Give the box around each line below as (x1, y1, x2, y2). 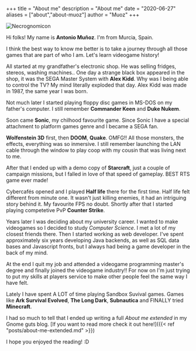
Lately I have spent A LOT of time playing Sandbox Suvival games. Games (6, 291, 184, 298)
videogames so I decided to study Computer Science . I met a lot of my (6, 224, 176, 231)
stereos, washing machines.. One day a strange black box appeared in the (6, 69, 185, 76)
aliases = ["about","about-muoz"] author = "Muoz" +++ (6, 11, 139, 18)
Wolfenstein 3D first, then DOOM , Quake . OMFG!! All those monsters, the (6, 134, 184, 141)
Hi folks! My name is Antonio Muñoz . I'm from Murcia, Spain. (6, 34, 154, 40)
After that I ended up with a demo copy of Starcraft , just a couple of (6, 164, 170, 171)
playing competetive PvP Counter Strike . (6, 207, 105, 213)
